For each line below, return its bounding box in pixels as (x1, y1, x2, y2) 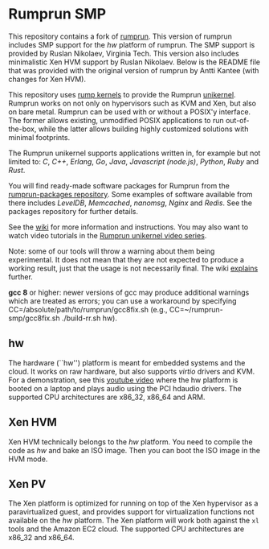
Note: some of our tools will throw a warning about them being (8, 246, 215, 256)
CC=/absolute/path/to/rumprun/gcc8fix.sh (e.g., (8, 304, 168, 314)
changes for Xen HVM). (8, 74, 87, 84)
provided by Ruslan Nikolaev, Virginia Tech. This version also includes (8, 48, 239, 58)
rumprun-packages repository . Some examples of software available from (8, 189, 253, 199)
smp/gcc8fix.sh (8, 313, 60, 323)
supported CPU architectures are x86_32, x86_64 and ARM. (8, 392, 206, 402)
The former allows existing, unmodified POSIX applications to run (8, 115, 224, 125)
